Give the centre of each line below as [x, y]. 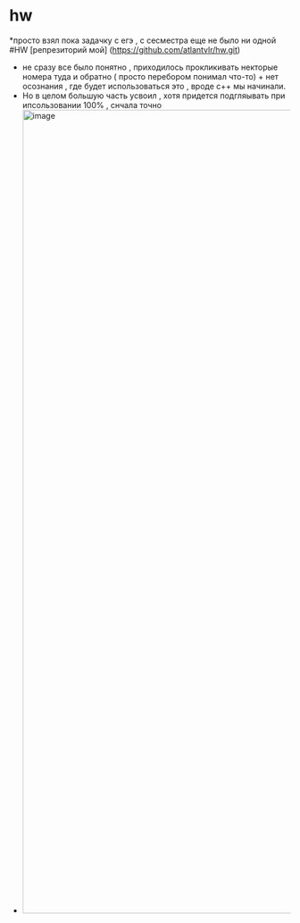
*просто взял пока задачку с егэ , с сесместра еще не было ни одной [143, 40]
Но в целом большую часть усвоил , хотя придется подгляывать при [154, 96]
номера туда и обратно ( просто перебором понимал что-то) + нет [150, 76]
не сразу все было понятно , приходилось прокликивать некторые [150, 67]
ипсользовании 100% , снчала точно [92, 105]
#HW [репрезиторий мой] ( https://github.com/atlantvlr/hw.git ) [125, 49]
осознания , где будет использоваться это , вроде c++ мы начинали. [154, 86]
